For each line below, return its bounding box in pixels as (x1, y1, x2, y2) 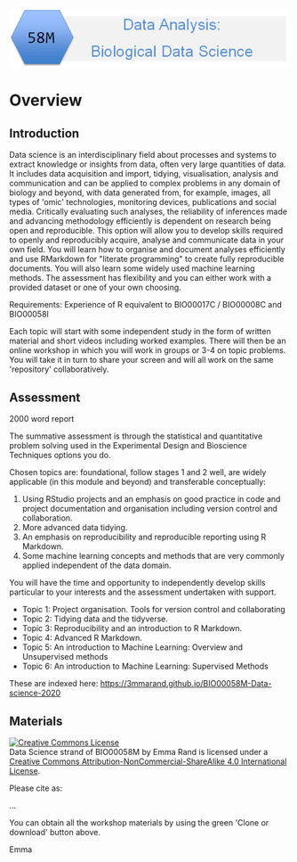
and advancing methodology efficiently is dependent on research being (9, 216, 271, 226)
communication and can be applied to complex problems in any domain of (9, 178, 281, 189)
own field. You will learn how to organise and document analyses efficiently (9, 244, 286, 255)
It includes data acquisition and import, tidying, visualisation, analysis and (9, 168, 278, 179)
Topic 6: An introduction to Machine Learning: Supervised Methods (21, 661, 269, 672)
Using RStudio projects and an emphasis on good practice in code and (21, 494, 281, 505)
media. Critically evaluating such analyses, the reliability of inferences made (9, 206, 287, 218)
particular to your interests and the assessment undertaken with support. (9, 587, 277, 597)
